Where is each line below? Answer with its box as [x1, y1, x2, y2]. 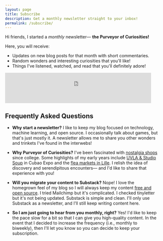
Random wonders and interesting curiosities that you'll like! [12, 58, 130, 64]
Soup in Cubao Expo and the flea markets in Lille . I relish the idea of [12, 160, 148, 166]
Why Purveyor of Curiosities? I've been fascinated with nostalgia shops [12, 150, 158, 155]
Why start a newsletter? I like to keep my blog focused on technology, [12, 125, 154, 131]
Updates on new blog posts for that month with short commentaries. [12, 53, 149, 59]
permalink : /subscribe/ [5, 20, 54, 26]
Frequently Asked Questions [5, 112, 94, 120]
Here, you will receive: [5, 43, 50, 49]
